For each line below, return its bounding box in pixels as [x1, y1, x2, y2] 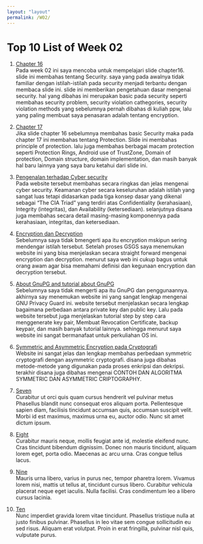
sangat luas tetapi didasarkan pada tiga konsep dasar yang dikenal [15, 193, 182, 200]
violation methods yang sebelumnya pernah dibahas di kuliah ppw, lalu [15, 105, 192, 112]
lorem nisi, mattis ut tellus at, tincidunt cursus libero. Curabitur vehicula [15, 481, 193, 488]
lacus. [15, 456, 31, 464]
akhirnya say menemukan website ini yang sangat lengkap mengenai [15, 293, 187, 301]
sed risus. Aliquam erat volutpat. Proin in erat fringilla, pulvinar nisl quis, [15, 525, 195, 532]
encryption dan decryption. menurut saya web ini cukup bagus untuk [15, 256, 188, 263]
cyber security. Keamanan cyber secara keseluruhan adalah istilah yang [15, 187, 195, 194]
